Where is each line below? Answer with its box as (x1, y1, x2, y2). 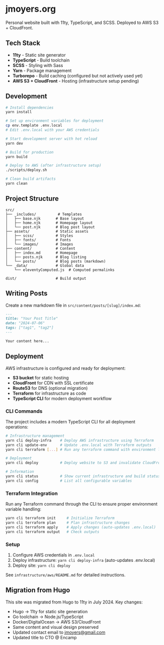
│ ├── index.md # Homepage (5, 250, 78, 255)
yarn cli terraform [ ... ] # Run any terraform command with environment (5, 447, 156, 452)
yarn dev (5, 141, 23, 146)
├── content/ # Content (5, 246, 76, 251)
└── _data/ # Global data (5, 263, 84, 268)
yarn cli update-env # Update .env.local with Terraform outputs (5, 443, 152, 447)
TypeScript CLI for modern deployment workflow (12, 395, 112, 401)
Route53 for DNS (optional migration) (12, 385, 88, 391)
